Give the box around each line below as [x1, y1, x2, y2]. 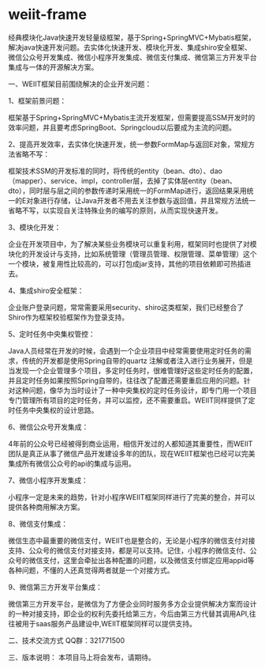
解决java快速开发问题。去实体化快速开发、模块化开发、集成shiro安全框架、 [8, 42, 252, 52]
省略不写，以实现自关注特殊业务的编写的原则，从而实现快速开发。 [8, 206, 222, 215]
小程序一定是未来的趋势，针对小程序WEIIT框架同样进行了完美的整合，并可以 [8, 492, 256, 501]
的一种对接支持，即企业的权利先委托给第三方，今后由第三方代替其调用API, [8, 609, 250, 618]
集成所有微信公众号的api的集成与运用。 [8, 459, 136, 468]
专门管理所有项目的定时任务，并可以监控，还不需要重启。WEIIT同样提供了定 [8, 395, 256, 405]
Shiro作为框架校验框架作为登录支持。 [8, 312, 129, 322]
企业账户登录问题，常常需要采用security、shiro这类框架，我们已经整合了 [8, 302, 244, 312]
